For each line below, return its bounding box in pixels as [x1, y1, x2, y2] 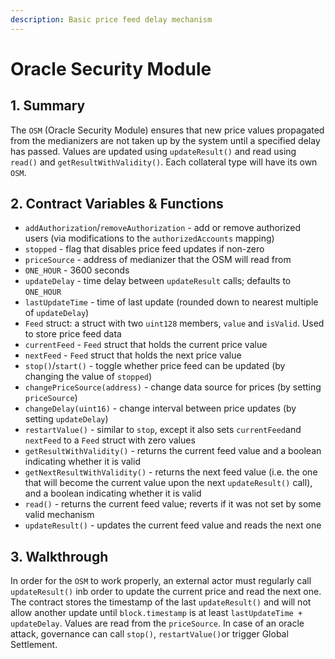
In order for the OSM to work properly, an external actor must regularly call [10, 575, 312, 587]
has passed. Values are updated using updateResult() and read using [10, 145, 297, 157]
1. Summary [10, 97, 86, 115]
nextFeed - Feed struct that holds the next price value [24, 349, 242, 361]
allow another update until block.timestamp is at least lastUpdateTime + [10, 607, 303, 619]
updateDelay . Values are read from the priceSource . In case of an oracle [10, 617, 305, 630]
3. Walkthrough [10, 548, 109, 565]
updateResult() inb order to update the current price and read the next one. [10, 586, 322, 598]
